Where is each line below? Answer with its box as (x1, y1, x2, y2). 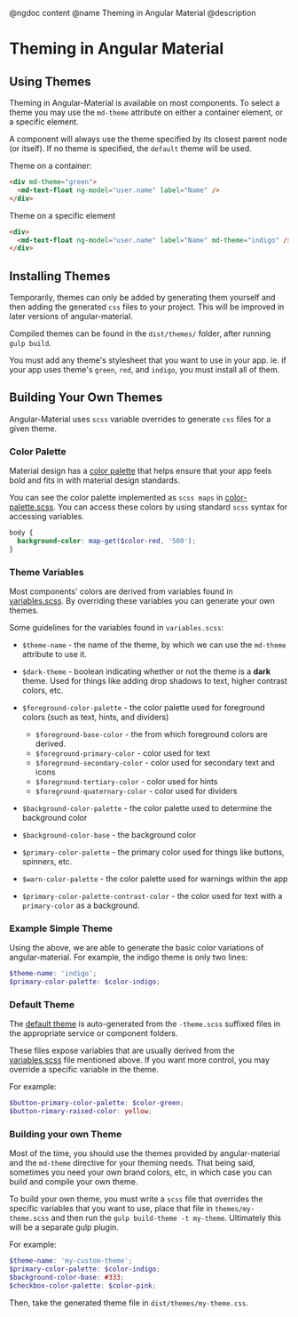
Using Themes (9, 74, 91, 89)
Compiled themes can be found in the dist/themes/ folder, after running (9, 328, 271, 339)
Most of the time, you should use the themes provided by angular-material (9, 1148, 281, 1159)
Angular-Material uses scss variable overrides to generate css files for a (9, 414, 271, 424)
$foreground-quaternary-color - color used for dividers (35, 786, 238, 797)
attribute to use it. (21, 649, 87, 660)
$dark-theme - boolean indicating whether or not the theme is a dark (21, 666, 271, 677)
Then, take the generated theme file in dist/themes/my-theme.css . (9, 1297, 248, 1308)
